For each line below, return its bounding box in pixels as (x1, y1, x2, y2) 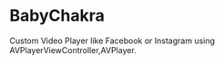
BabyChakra (9, 5, 105, 26)
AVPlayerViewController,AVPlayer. (9, 44, 137, 55)
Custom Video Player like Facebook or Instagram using (9, 35, 216, 46)
